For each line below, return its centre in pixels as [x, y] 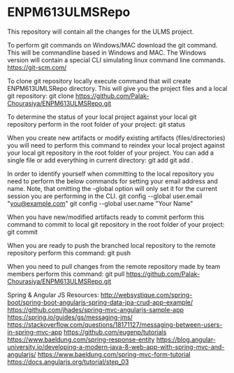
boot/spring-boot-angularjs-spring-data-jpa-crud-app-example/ [100, 302]
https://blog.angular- [186, 339]
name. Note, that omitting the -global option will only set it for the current [112, 188]
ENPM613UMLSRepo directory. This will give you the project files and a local [117, 88]
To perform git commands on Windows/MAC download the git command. [112, 45]
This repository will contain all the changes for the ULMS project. [101, 31]
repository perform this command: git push [69, 253]
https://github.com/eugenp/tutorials [115, 332]
